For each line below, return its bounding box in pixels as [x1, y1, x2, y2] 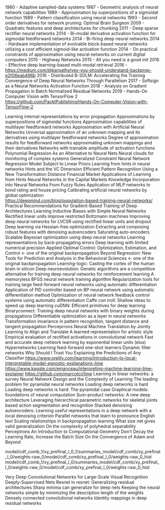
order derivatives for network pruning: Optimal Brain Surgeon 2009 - [5, 20, 145, 26]
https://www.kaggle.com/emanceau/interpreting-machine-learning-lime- [5, 366, 153, 371]
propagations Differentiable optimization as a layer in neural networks [5, 313, 146, 319]
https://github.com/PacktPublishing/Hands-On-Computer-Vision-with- [5, 99, 148, 104]
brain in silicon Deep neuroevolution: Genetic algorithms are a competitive [5, 266, 155, 271]
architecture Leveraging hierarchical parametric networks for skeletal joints [5, 397, 158, 403]
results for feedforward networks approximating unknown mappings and [5, 140, 152, 145]
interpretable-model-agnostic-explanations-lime [5, 360, 103, 366]
